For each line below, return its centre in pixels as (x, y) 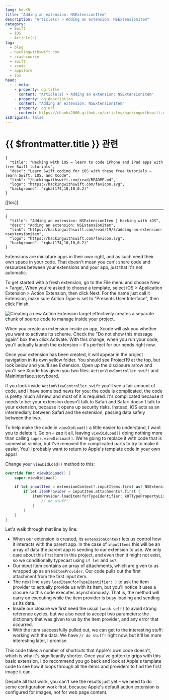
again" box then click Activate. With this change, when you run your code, (82, 339)
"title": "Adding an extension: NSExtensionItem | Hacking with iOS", (85, 221)
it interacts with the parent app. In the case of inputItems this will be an (86, 544)
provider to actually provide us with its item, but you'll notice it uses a (84, 587)
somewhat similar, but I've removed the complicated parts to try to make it (82, 443)
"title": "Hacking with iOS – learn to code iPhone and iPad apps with (87, 162)
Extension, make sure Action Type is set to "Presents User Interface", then (82, 298)
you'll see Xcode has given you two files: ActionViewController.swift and (82, 370)
